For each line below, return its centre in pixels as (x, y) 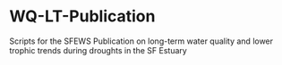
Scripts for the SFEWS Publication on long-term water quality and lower (141, 41)
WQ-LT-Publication (82, 16)
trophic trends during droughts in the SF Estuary (98, 50)
